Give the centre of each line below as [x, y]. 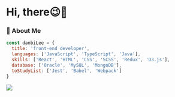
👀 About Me [24, 31]
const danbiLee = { [31, 43]
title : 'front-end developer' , [51, 49]
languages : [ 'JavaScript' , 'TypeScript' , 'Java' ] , [76, 54]
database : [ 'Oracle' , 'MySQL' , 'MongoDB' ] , [67, 65]
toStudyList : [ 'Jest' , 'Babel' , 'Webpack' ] [67, 71]
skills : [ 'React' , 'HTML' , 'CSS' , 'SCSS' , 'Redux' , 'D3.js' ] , [91, 60]
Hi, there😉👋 [37, 12]
